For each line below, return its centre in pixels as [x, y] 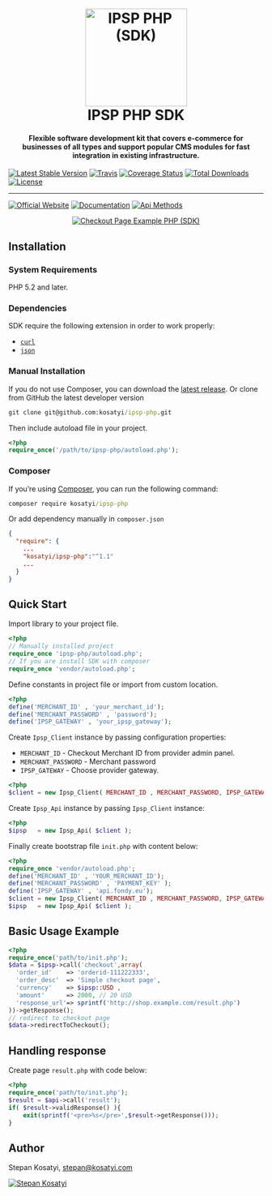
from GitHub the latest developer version [76, 397]
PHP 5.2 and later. [38, 287]
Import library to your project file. [64, 624]
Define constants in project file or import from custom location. [113, 684]
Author [26, 1148]
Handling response [57, 1050]
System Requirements [53, 269]
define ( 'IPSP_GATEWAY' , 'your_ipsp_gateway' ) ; [90, 722]
